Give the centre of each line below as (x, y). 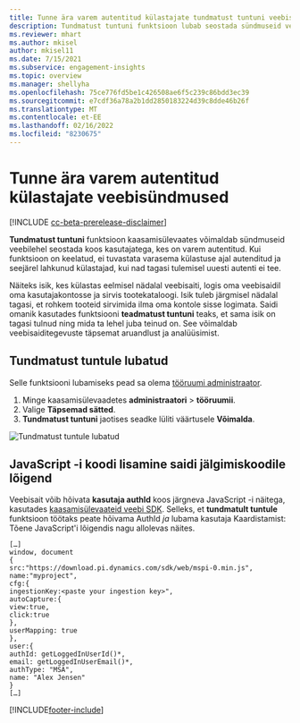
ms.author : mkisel (43, 43)
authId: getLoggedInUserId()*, (67, 654)
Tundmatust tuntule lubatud (89, 361)
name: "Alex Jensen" (48, 678)
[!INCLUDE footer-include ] (57, 710)
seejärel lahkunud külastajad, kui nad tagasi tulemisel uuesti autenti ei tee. (145, 268)
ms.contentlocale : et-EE (55, 117)
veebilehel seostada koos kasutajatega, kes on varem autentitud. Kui (135, 249)
